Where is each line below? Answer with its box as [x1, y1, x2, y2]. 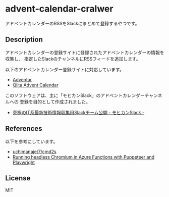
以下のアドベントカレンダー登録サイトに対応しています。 [5, 66, 125, 72]
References [5, 124, 42, 133]
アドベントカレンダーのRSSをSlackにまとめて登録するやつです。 [5, 20, 140, 26]
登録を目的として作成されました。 [19, 98, 91, 105]
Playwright [12, 159, 35, 165]
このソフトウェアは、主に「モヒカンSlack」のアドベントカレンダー [5, 92, 145, 98]
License [5, 174, 31, 182]
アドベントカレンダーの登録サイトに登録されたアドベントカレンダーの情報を [5, 49, 164, 56]
